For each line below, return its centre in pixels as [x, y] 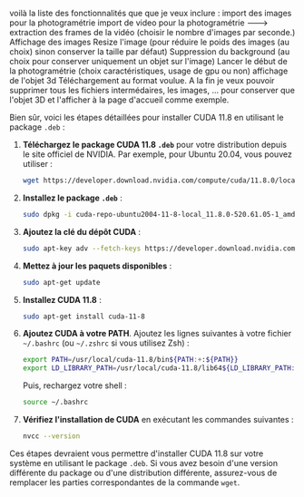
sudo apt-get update [61, 282]
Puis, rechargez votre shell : [74, 385]
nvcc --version [51, 436]
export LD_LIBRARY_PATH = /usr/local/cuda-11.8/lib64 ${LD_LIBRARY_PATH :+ [161, 368]
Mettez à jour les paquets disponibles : [97, 266]
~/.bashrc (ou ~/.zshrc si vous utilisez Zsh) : [106, 343]
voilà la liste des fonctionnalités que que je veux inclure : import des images [151, 13]
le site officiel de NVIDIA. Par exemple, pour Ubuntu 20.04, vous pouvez [157, 154]
